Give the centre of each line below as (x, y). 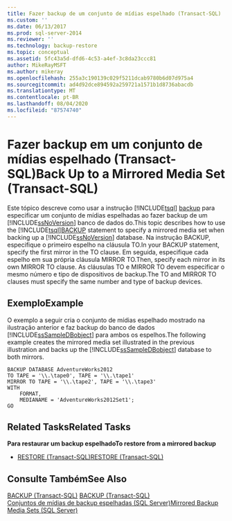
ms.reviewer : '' (30, 39)
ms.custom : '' (28, 20)
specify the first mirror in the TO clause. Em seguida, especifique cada (108, 252)
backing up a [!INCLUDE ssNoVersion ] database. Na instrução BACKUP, (109, 237)
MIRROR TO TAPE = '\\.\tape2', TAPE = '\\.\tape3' (82, 382)
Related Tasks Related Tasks (69, 427)
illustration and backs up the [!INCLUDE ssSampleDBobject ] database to (109, 349)
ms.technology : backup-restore (52, 46)
